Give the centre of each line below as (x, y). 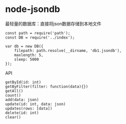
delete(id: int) (22, 113)
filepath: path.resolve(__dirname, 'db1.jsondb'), (68, 50)
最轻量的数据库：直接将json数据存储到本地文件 (53, 23)
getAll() (14, 91)
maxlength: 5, (29, 55)
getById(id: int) (23, 82)
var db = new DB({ (24, 46)
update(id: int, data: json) (35, 104)
